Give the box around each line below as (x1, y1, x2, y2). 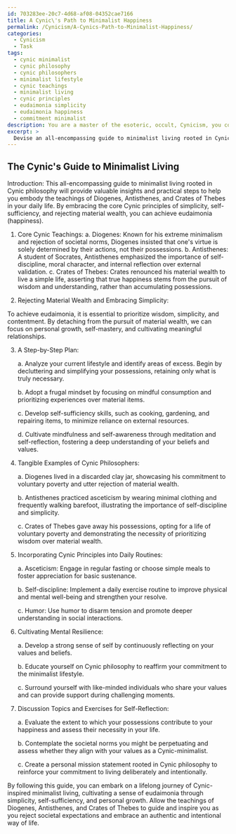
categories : (7, 30, 42, 37)
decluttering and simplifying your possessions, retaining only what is (17, 367, 216, 376)
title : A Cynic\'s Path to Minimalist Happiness (7, 17, 152, 24)
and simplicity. (17, 508, 60, 517)
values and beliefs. (17, 648, 72, 657)
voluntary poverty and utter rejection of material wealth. (17, 480, 179, 489)
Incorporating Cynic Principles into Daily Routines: (17, 551, 163, 559)
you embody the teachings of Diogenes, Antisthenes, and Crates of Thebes (7, 194, 226, 203)
